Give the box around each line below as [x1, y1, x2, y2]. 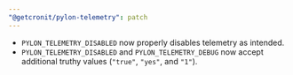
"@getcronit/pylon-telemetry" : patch [8, 12, 148, 22]
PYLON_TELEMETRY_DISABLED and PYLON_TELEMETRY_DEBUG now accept [20, 46, 264, 57]
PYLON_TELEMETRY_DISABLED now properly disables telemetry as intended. [20, 37, 285, 48]
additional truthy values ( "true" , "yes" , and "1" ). [20, 56, 198, 66]
